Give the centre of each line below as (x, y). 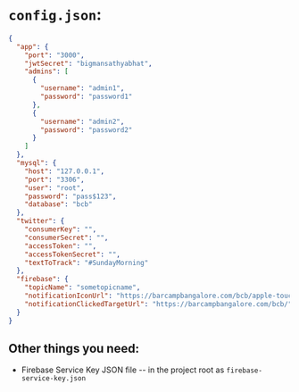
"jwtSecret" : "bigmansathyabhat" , (88, 63)
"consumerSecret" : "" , (66, 238)
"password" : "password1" (87, 97)
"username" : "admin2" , (83, 121)
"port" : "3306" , (55, 179)
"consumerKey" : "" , (61, 229)
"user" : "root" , (55, 188)
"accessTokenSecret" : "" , (73, 254)
